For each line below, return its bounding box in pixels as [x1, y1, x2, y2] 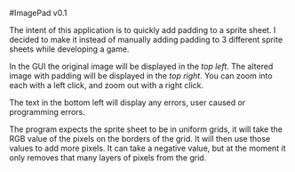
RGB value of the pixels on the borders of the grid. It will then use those [9, 134, 271, 143]
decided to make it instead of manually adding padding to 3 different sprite [9, 35, 283, 45]
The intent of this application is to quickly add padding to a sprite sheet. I [9, 25, 276, 35]
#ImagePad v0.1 [9, 8, 68, 18]
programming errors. [9, 107, 86, 117]
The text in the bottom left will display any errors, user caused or [9, 97, 246, 108]
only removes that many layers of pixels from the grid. [9, 152, 207, 163]
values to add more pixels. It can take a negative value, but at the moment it [9, 143, 286, 153]
